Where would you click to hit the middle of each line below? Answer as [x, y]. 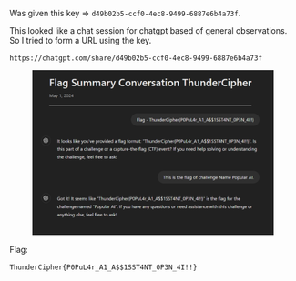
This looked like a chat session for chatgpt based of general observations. [148, 30]
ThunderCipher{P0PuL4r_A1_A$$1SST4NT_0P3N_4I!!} [103, 267]
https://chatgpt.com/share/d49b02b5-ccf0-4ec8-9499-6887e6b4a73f [136, 58]
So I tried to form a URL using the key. [81, 40]
